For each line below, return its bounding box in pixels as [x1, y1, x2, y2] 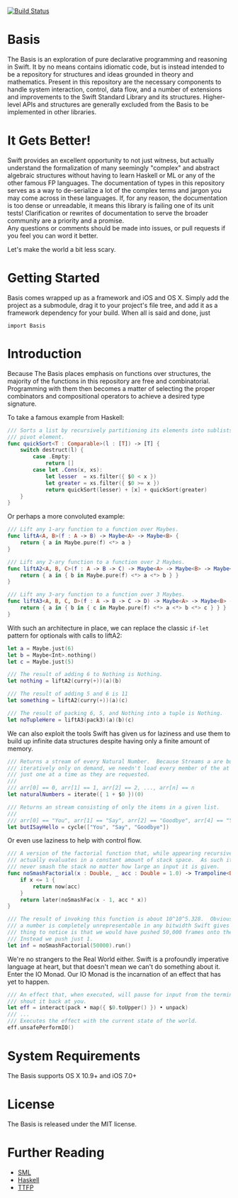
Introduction [7, 346, 82, 362]
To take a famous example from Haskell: [7, 413, 125, 421]
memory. [7, 744, 33, 753]
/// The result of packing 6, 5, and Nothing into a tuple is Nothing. [7, 709, 223, 716]
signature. [7, 399, 37, 408]
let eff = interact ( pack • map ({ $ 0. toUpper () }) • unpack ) [7, 1004, 189, 1011]
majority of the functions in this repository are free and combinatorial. [7, 377, 210, 385]
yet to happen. [7, 977, 50, 986]
